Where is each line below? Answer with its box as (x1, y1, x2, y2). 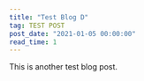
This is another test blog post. (9, 62, 117, 72)
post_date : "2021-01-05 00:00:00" (9, 29, 137, 38)
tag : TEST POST (9, 21, 65, 30)
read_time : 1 (9, 37, 57, 47)
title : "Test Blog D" (9, 12, 89, 22)
